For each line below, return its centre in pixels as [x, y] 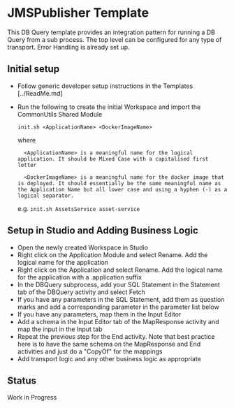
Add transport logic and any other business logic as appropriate [109, 358]
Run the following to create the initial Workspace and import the [109, 107]
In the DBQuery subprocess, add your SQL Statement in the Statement [118, 284]
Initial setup [34, 69]
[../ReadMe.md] [40, 93]
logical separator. [46, 196]
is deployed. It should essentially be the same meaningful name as [119, 183]
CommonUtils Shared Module [60, 114]
